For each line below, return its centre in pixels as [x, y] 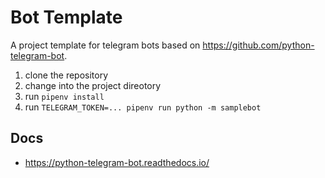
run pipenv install [64, 96]
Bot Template [66, 17]
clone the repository [66, 75]
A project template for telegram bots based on [105, 45]
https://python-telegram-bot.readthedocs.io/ [117, 162]
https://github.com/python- [258, 45]
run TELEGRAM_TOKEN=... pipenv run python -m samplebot [143, 107]
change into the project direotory [93, 85]
